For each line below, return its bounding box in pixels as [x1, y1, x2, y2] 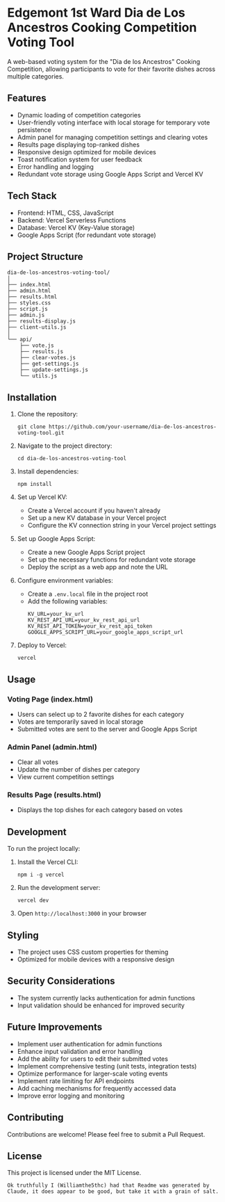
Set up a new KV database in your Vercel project [27, 514, 167, 522]
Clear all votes [17, 758, 59, 766]
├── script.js [7, 306, 49, 313]
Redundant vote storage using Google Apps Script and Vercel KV [17, 170, 203, 178]
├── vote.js [19, 342, 54, 349]
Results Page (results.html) [7, 790, 102, 800]
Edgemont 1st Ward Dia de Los [7, 5, 185, 21]
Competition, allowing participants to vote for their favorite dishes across [7, 65, 216, 73]
